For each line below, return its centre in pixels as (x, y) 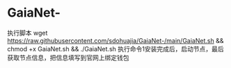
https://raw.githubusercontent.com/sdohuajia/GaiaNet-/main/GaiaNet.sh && (115, 40)
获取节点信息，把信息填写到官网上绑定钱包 (68, 58)
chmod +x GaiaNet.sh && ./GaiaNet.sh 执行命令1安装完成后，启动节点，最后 (115, 49)
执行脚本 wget (27, 33)
